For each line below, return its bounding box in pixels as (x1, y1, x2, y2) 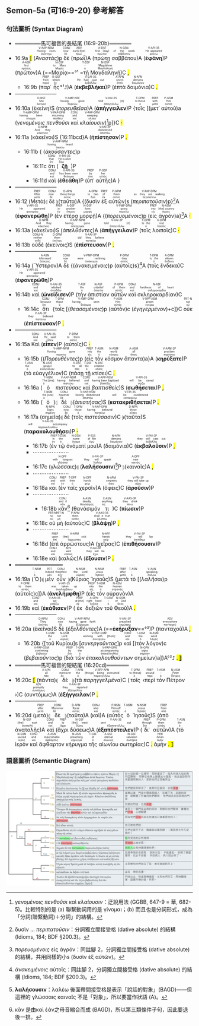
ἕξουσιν (85, 555, 106, 562)
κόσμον (104, 355, 123, 362)
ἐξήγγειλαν (60, 691, 90, 698)
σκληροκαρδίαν (137, 290, 176, 298)
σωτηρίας (119, 740, 144, 748)
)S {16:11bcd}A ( (53, 133, 92, 141)
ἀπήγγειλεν (95, 104, 127, 112)
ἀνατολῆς (14, 726, 40, 733)
